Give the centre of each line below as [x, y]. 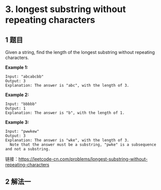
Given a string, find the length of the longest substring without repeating [80, 52]
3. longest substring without [66, 9]
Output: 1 [16, 108]
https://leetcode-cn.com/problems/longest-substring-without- [83, 159]
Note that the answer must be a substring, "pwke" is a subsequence [83, 145]
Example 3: [17, 122]
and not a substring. [28, 149]
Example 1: [17, 67]
